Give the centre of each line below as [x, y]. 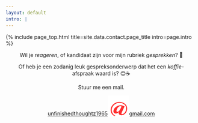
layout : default [26, 13]
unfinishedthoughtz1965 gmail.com [101, 113]
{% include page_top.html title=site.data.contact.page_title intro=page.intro [99, 37]
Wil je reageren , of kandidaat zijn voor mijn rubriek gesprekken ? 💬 [101, 55]
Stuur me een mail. [101, 87]
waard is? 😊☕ [113, 73]
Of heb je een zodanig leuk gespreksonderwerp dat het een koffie [100, 67]
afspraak [83, 73]
